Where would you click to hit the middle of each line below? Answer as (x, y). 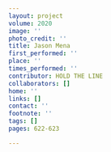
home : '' (23, 91)
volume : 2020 (30, 23)
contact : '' (28, 106)
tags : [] (23, 121)
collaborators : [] (39, 83)
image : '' (25, 31)
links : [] (25, 99)
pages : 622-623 (34, 129)
